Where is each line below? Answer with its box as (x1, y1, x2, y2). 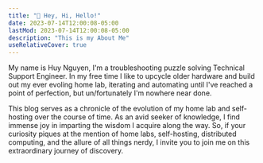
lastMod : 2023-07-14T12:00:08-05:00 (8, 26, 130, 34)
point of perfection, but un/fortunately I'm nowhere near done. (8, 88, 212, 98)
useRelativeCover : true (8, 41, 87, 49)
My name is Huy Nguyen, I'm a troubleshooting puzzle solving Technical (8, 63, 245, 72)
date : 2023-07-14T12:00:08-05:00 (8, 19, 119, 27)
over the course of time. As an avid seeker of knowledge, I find (34, 112, 241, 122)
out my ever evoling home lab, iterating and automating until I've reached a (8, 80, 253, 90)
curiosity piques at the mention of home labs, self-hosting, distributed (8, 129, 237, 139)
